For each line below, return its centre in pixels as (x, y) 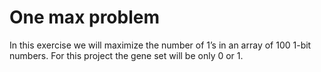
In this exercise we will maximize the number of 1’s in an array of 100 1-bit (160, 45)
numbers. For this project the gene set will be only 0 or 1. (126, 55)
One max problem (85, 17)
